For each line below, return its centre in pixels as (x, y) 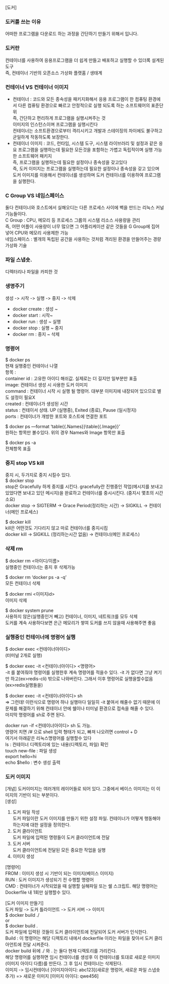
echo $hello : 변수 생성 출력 (33, 762)
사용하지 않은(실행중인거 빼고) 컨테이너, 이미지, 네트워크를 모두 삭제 (71, 616)
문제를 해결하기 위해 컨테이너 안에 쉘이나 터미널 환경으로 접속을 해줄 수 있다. (80, 708)
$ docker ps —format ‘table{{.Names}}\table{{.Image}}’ (63, 427)
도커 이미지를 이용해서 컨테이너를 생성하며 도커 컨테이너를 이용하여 (78, 175)
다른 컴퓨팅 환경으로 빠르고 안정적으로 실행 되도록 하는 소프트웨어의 (84, 105)
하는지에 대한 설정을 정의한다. (42, 825)
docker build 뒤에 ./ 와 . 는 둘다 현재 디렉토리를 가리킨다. (61, 951)
